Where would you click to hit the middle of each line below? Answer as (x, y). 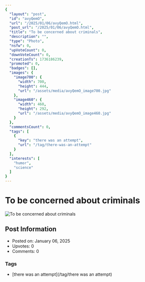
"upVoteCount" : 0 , (28, 50)
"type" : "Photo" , (27, 41)
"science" (24, 167)
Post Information (31, 229)
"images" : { (22, 73)
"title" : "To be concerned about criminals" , (56, 32)
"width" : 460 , (32, 104)
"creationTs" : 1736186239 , (36, 59)
